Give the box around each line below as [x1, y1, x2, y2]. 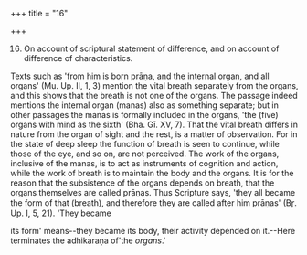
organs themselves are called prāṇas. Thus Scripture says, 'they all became [10, 187, 296, 197]
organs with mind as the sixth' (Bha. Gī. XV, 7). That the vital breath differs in [10, 119, 298, 130]
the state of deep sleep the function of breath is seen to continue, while [10, 139, 280, 149]
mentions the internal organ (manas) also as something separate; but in [10, 100, 280, 111]
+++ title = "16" [10, 8, 69, 18]
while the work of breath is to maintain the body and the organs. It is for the [10, 168, 294, 178]
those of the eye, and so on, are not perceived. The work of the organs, [10, 148, 280, 159]
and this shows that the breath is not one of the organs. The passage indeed [10, 90, 298, 101]
